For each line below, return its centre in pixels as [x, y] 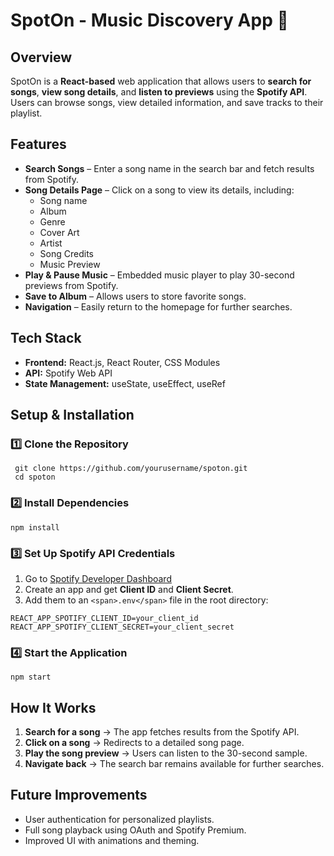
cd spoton [35, 477]
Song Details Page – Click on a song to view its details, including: [159, 190]
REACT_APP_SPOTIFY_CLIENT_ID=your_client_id [104, 618]
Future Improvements [79, 795]
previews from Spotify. [71, 285]
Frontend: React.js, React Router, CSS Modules [122, 362]
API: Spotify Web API [68, 373]
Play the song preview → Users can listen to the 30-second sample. [166, 753]
